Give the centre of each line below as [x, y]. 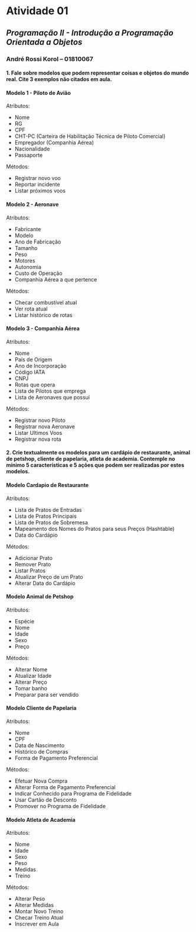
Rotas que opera [35, 385]
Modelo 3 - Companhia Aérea [43, 329]
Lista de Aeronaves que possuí [52, 397]
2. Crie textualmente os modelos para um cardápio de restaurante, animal [98, 453]
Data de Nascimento [40, 745]
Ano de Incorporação [40, 366]
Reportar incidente [37, 184]
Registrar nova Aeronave [45, 426]
